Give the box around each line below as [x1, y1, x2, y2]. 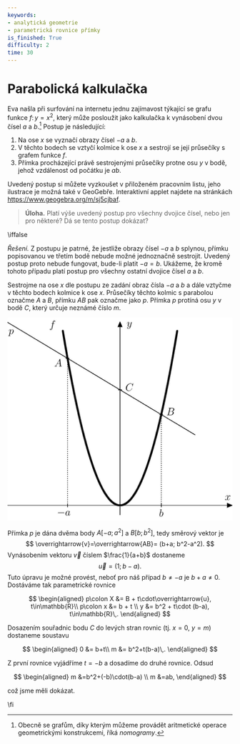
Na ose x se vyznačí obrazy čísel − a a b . [17, 136, 138, 144]
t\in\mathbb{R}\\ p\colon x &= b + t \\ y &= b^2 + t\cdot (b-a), [31, 602, 209, 610]
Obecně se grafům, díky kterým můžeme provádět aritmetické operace [17, 721, 227, 730]
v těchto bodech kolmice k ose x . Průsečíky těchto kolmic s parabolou [7, 288, 214, 297]
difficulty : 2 [7, 41, 50, 49]
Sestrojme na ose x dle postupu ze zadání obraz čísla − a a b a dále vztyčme [7, 281, 232, 289]
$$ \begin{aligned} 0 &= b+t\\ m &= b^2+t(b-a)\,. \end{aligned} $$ [22, 645, 218, 653]
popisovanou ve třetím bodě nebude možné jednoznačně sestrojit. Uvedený [7, 252, 231, 261]
